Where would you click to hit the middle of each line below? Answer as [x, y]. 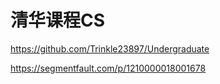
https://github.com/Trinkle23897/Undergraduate [110, 48]
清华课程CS [58, 20]
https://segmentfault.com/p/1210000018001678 [108, 68]
